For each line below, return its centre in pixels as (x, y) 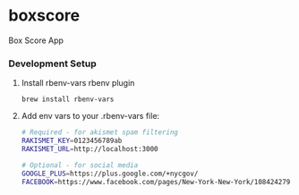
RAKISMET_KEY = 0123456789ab (72, 141)
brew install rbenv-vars (68, 99)
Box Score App (36, 40)
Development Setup (52, 64)
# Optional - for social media (80, 165)
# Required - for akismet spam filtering (99, 132)
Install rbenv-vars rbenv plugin (78, 83)
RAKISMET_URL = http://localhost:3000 (90, 148)
